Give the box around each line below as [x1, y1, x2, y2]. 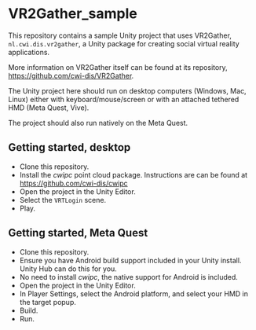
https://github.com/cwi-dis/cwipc [19, 178, 128, 188]
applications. [8, 47, 49, 57]
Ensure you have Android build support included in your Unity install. [19, 255, 242, 265]
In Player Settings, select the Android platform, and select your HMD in [19, 288, 249, 299]
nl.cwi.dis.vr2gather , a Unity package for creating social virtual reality [8, 38, 240, 48]
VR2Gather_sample [8, 5, 137, 23]
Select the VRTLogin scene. [19, 195, 107, 204]
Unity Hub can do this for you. [19, 264, 118, 273]
